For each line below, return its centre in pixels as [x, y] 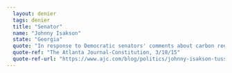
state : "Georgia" [38, 40]
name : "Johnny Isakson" [47, 33]
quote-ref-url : [35, 59]
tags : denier [32, 20]
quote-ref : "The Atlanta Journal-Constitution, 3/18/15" [97, 53]
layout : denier [35, 14]
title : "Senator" [38, 26]
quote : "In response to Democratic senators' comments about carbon [114, 46]
